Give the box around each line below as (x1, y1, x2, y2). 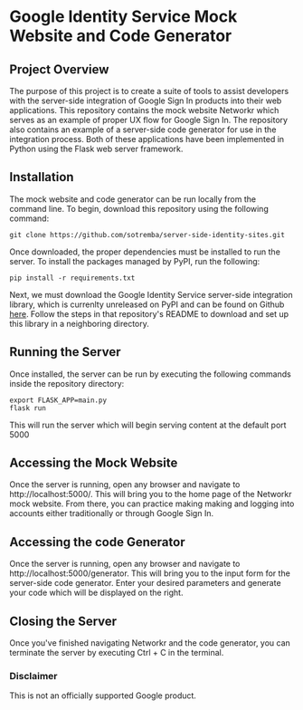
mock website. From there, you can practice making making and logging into (9, 498, 295, 509)
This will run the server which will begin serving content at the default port (9, 419, 287, 430)
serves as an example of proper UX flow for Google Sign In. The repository (9, 115, 288, 125)
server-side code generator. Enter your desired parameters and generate (9, 578, 282, 589)
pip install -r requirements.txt (9, 273, 136, 283)
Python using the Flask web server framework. (9, 143, 184, 154)
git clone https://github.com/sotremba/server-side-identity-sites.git (9, 230, 285, 239)
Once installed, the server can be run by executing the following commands (9, 369, 291, 379)
